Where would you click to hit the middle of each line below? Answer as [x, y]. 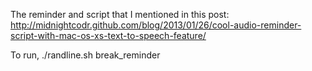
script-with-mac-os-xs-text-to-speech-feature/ [108, 35]
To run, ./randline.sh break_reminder [85, 55]
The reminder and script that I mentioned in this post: [120, 14]
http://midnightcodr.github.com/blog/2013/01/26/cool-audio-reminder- [156, 25]
